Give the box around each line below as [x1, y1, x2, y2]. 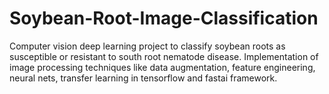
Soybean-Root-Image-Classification [9, 7, 319, 30]
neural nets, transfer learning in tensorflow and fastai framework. [9, 72, 278, 84]
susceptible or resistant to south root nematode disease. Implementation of [9, 50, 319, 62]
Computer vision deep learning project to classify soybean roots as [9, 40, 286, 52]
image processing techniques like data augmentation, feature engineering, [9, 61, 316, 73]
